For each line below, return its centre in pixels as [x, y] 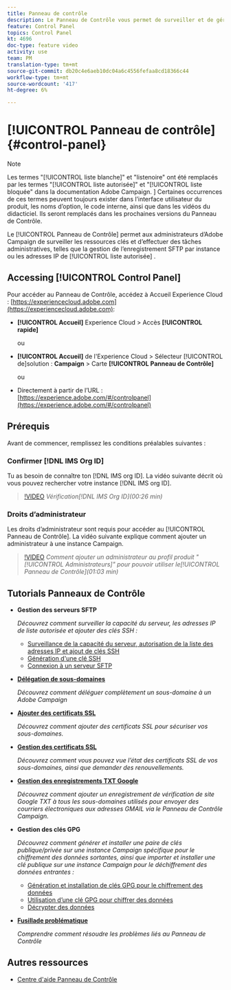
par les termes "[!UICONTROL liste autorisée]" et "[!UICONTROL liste [105, 185]
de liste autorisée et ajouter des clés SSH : [77, 630]
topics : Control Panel [40, 33]
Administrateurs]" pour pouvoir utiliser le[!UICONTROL [142, 564]
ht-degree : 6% [27, 90]
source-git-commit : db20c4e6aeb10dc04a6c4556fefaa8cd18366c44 [98, 71]
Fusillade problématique [52, 921]
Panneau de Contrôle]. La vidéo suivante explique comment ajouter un [107, 536]
